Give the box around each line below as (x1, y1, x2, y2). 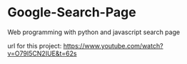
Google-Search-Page (7, 4, 137, 21)
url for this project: (7, 41, 62, 50)
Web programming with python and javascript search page (7, 28, 181, 36)
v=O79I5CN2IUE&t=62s (7, 49, 77, 58)
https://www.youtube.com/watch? (63, 41, 163, 50)
